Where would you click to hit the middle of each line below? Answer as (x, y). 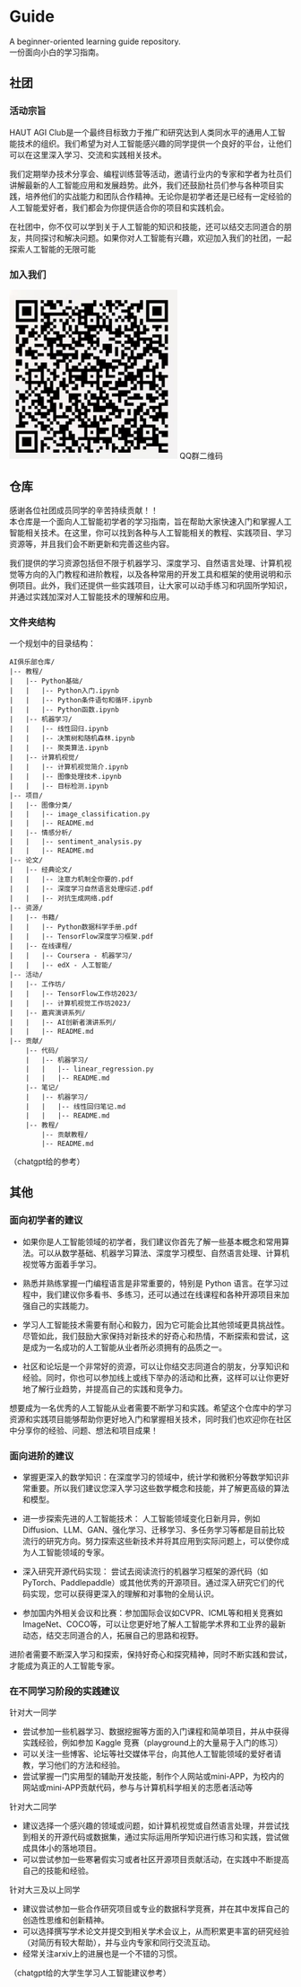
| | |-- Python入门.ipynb (64, 690)
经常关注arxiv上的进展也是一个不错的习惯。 (102, 1954)
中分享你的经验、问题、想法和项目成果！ (84, 1430)
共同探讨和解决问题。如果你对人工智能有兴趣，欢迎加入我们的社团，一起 (158, 238)
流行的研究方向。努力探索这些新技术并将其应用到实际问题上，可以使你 (152, 1541)
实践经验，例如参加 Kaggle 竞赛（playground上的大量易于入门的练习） (153, 1743)
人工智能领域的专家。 (69, 1552)
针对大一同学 (33, 1712)
